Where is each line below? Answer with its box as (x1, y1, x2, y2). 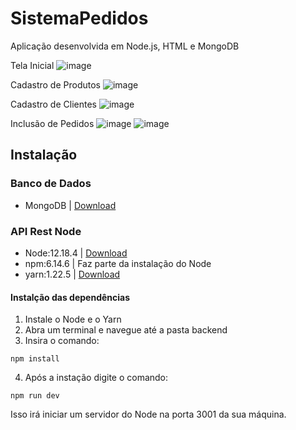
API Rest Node (10, 224, 82, 238)
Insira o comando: (24, 335, 100, 347)
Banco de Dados (10, 177, 92, 191)
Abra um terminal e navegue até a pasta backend (24, 324, 228, 336)
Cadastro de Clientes (10, 98, 97, 110)
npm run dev (10, 391, 60, 401)
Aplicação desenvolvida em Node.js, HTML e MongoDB (10, 40, 240, 52)
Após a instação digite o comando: (24, 372, 169, 384)
